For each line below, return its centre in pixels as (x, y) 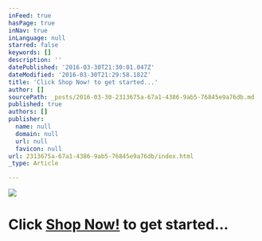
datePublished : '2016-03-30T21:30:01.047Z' (82, 68)
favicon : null (39, 149)
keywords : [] (30, 52)
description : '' (35, 60)
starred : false (33, 45)
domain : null (37, 134)
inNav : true (28, 30)
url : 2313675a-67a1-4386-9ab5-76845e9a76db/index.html (101, 156)
